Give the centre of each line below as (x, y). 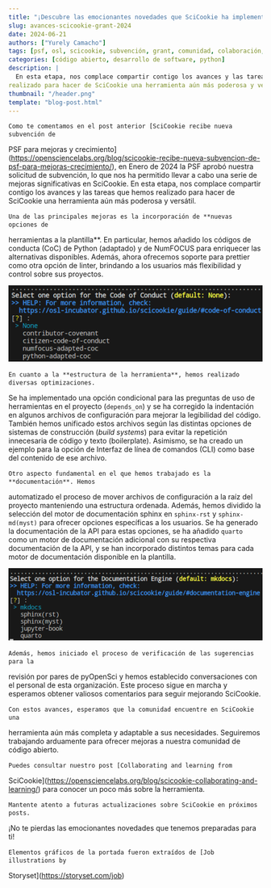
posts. (19, 813)
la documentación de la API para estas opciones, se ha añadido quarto (126, 531)
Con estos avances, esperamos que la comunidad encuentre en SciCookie (131, 709)
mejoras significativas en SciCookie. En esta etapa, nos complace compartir (135, 184)
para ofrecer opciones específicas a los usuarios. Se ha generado (148, 523)
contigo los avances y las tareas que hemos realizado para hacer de (122, 192)
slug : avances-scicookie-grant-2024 (70, 25)
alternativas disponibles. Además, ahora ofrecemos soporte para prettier (129, 257)
